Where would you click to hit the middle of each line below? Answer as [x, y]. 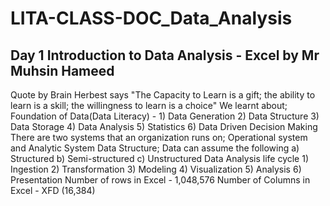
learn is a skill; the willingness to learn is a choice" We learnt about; [149, 105]
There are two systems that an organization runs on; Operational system [159, 137]
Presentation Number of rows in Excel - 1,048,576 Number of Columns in [160, 180]
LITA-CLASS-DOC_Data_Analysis [151, 18]
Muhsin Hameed [62, 70]
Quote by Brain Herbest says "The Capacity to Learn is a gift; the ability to [163, 95]
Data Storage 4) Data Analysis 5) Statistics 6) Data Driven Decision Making [164, 126]
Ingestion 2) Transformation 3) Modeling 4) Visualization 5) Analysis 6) [156, 169]
